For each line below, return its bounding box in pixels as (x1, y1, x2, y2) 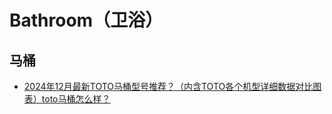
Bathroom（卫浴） (9, 9, 164, 32)
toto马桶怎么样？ (41, 93, 111, 105)
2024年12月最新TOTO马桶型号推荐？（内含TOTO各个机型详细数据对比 (23, 81, 314, 92)
